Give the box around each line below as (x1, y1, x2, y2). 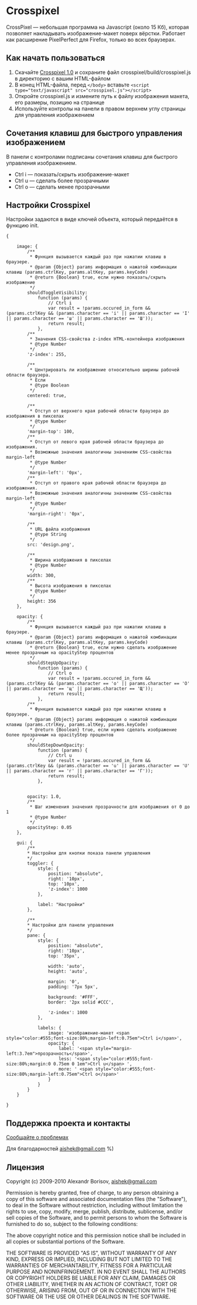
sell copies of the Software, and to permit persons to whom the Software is (6, 1215, 188, 1221)
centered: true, (27, 392, 67, 399)
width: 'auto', (47, 964, 85, 969)
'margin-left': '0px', (27, 470, 83, 476)
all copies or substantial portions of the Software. (6, 1238, 125, 1245)
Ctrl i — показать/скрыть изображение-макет (14, 170, 130, 177)
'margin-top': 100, (27, 429, 75, 435)
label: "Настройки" (37, 902, 85, 908)
